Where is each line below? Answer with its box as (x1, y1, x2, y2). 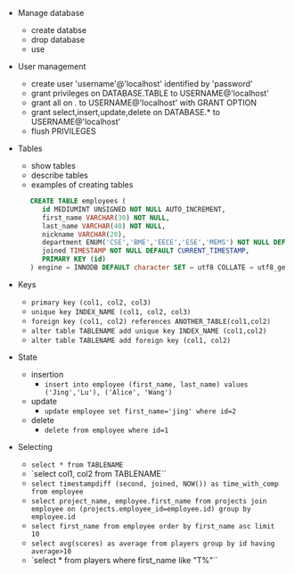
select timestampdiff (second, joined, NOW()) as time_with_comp (30, 479, 279, 488)
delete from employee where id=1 (44, 426, 169, 435)
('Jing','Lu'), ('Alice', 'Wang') (44, 387, 173, 396)
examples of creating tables (30, 179, 134, 190)
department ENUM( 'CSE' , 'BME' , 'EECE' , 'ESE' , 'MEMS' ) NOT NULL (41, 238, 270, 247)
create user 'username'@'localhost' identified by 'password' (30, 79, 253, 88)
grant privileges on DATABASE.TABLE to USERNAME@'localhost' (30, 88, 269, 98)
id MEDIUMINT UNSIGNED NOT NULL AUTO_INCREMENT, (41, 204, 226, 213)
